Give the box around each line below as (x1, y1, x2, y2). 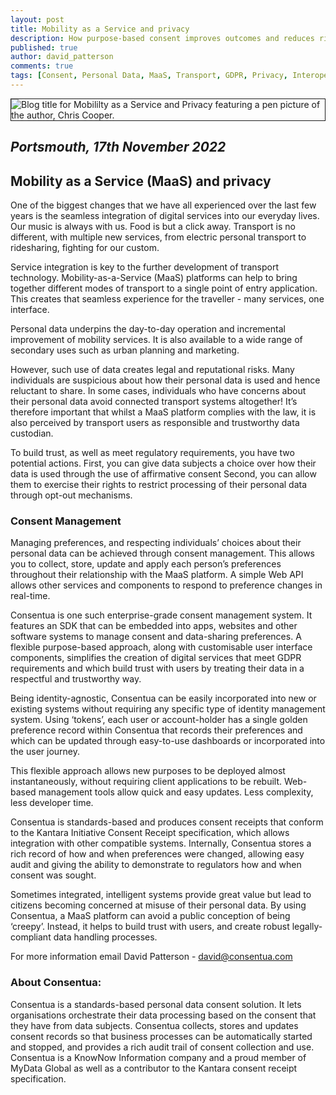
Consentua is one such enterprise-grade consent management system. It (10, 609, 313, 621)
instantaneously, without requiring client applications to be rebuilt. (10, 776, 283, 788)
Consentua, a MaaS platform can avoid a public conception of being (10, 910, 291, 922)
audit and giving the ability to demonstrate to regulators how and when (10, 859, 302, 871)
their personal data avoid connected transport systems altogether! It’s (10, 396, 298, 408)
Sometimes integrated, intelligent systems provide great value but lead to (10, 889, 312, 901)
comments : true (10, 61, 74, 71)
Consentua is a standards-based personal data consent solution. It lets (10, 998, 302, 1010)
